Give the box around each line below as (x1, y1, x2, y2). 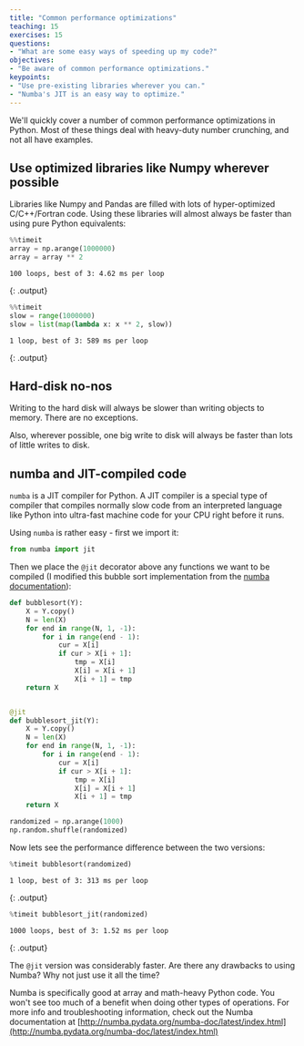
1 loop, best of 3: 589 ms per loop (9, 336, 148, 345)
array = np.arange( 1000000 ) (9, 244, 117, 253)
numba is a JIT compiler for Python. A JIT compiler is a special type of (9, 490, 269, 501)
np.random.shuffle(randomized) (9, 826, 128, 835)
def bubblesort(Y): (9, 599, 84, 608)
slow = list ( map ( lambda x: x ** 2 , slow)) (9, 320, 173, 329)
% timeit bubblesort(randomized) (9, 859, 132, 868)
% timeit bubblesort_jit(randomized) (9, 909, 148, 918)
